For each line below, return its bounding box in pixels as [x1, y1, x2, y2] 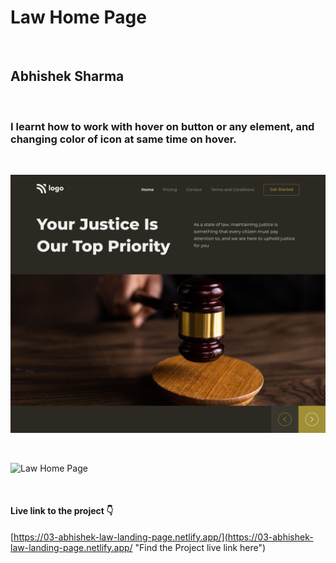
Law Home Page [10, 6, 147, 29]
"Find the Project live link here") [134, 541, 267, 553]
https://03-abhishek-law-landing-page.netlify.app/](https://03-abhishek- [13, 531, 314, 543]
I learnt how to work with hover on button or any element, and [10, 119, 315, 133]
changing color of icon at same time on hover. [10, 132, 237, 146]
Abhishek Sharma [10, 68, 125, 85]
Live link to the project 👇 [10, 505, 114, 517]
